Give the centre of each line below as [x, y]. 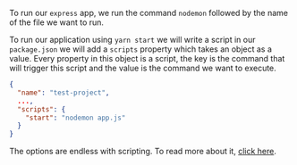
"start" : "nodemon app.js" [76, 118]
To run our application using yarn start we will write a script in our [132, 40]
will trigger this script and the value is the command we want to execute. [143, 68]
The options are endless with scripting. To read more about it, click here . [143, 152]
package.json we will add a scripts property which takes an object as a [141, 49]
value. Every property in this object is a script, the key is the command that [147, 58]
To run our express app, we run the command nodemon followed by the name [149, 13]
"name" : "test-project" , [64, 93]
